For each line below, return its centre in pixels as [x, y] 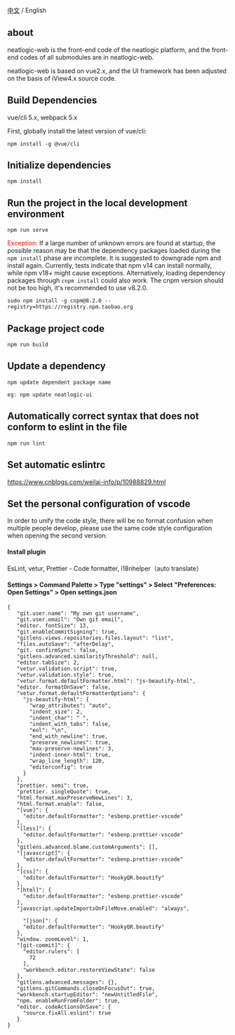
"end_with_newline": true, [69, 736]
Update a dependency [57, 366]
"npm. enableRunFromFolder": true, [68, 1001]
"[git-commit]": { [43, 945]
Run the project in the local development [98, 203]
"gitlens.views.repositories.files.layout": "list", [95, 638]
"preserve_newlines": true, [70, 742]
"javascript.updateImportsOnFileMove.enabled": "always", [103, 909]
